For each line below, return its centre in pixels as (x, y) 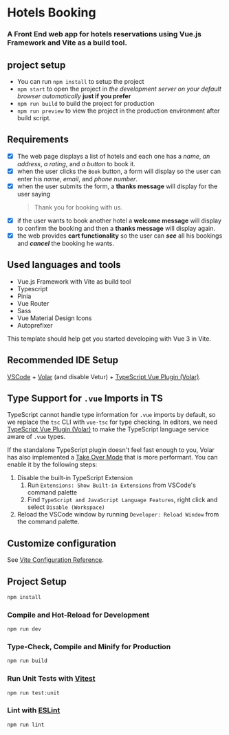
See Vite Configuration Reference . (56, 560)
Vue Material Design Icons (54, 318)
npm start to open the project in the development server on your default (119, 89)
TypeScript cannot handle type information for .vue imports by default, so (111, 415)
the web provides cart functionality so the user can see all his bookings (120, 236)
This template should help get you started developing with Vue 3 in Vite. (109, 339)
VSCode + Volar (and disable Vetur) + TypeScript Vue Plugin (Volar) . (104, 376)
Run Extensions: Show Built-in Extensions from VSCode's (111, 485)
